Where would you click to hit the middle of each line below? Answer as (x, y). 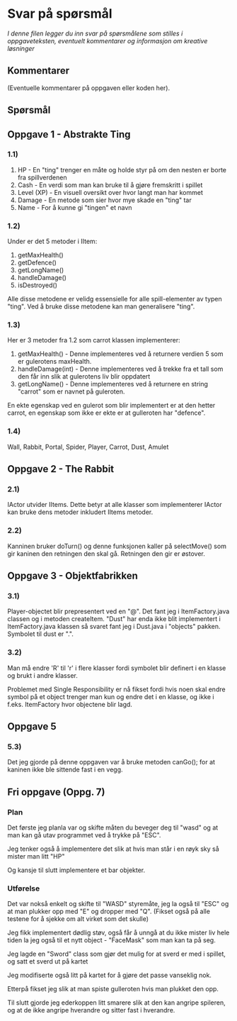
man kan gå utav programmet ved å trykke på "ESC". (84, 835)
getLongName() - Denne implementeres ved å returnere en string (113, 384)
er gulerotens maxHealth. (54, 362)
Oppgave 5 (32, 726)
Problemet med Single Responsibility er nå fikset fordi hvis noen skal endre (116, 689)
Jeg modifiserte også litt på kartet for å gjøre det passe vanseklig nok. (110, 975)
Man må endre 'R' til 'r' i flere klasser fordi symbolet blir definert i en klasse (117, 668)
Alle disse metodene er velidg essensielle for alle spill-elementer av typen (115, 299)
